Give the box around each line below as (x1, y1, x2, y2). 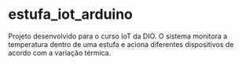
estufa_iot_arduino (8, 5, 134, 23)
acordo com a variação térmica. (8, 48, 112, 57)
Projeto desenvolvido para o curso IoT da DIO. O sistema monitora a (8, 31, 228, 41)
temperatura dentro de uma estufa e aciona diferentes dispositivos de (8, 39, 234, 49)
